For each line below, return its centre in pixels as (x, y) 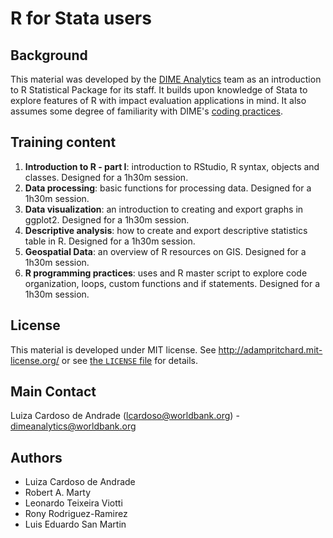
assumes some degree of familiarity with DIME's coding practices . (147, 111)
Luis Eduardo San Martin (75, 524)
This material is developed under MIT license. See (113, 349)
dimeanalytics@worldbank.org (73, 426)
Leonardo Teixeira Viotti (73, 503)
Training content (63, 142)
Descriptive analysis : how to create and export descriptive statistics (166, 230)
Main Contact (53, 392)
